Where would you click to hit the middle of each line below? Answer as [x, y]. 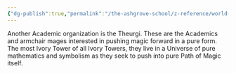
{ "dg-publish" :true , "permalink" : [56, 14]
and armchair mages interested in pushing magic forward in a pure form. [112, 41]
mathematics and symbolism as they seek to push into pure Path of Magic [114, 56]
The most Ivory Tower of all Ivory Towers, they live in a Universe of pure [111, 48]
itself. [15, 63]
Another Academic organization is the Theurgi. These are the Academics [113, 33]
